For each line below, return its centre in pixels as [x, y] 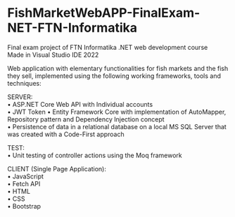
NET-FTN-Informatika [72, 28]
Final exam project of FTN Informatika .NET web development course [108, 47]
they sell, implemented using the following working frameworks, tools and [114, 76]
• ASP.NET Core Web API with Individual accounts [80, 104]
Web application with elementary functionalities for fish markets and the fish [118, 68]
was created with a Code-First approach [66, 134]
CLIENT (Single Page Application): [57, 169]
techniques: [24, 83]
